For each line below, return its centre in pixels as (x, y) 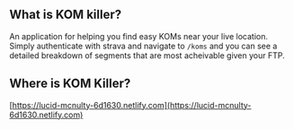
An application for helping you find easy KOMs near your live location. (138, 36)
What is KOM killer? (66, 15)
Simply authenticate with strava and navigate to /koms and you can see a (143, 46)
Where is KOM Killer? (70, 84)
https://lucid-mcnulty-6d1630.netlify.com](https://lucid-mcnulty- (132, 105)
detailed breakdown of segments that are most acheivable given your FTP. (147, 55)
